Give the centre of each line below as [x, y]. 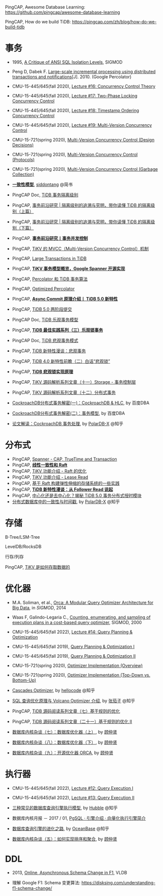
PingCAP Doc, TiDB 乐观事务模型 [45, 320]
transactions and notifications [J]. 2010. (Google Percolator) [72, 77]
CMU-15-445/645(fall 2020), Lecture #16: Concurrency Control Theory [84, 86]
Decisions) [23, 145]
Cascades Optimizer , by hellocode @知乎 [53, 690]
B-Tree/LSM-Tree [22, 537]
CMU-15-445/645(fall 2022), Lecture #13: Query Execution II [73, 798]
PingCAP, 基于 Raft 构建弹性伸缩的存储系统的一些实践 [66, 483]
